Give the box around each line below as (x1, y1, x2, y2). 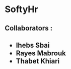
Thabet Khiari (16, 57, 60, 65)
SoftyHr (5, 4, 38, 15)
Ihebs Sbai (16, 41, 50, 49)
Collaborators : (5, 24, 53, 32)
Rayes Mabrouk (16, 49, 66, 57)
